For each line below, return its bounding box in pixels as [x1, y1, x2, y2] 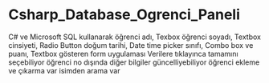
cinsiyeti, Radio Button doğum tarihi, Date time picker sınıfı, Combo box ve [8, 40, 254, 49]
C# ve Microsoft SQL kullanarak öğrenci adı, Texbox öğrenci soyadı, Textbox [8, 32, 261, 41]
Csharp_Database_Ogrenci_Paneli [8, 6, 241, 24]
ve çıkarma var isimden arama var [8, 65, 120, 75]
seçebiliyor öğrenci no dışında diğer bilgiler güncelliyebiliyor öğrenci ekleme [8, 57, 260, 67]
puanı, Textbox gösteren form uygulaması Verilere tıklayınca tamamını [8, 49, 238, 58]
